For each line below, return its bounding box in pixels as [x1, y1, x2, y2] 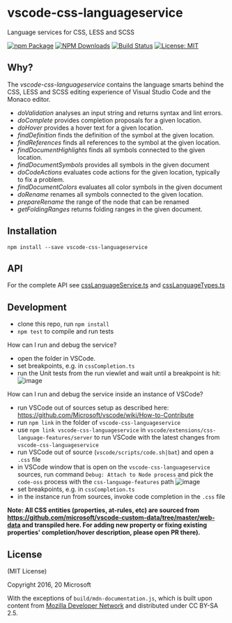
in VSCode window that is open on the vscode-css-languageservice [17, 463, 210, 472]
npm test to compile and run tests [17, 327, 114, 336]
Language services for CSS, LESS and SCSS [7, 28, 134, 36]
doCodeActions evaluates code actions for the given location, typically [17, 167, 221, 176]
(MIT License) [7, 567, 47, 575]
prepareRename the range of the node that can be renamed [17, 197, 190, 206]
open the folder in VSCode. [17, 354, 96, 363]
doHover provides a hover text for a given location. [17, 123, 164, 132]
